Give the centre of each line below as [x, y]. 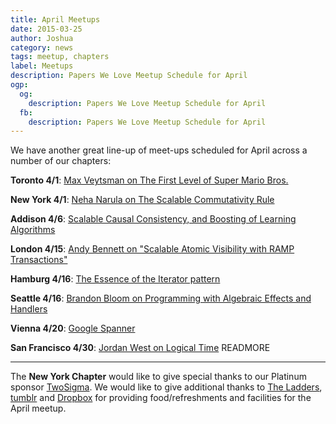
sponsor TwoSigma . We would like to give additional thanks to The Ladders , [166, 387]
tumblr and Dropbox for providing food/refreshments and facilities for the [161, 398]
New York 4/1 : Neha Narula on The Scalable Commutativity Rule [142, 200]
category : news [42, 47]
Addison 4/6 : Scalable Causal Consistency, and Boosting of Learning [153, 219]
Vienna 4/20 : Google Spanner [73, 328]
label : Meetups [42, 66]
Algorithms [33, 230]
